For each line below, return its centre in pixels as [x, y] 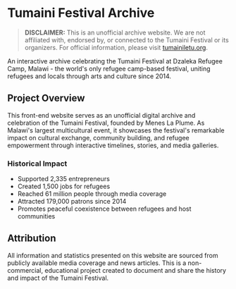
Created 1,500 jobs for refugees [64, 186]
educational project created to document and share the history [136, 270]
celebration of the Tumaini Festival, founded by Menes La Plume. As [106, 123]
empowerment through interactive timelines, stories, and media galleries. [113, 145]
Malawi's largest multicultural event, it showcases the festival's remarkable [116, 130]
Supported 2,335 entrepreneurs [64, 179]
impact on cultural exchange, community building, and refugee [98, 137]
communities [36, 216]
